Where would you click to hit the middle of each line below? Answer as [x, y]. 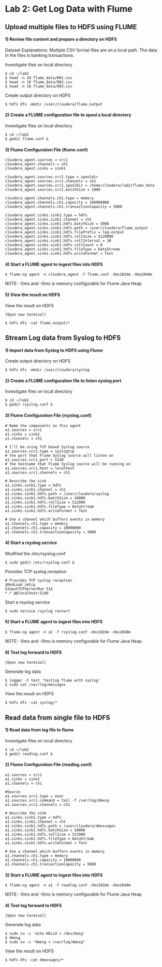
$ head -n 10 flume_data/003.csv [39, 86]
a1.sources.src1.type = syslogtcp [40, 451]
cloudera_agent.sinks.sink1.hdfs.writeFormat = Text [59, 254]
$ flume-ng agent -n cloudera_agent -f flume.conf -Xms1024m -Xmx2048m [79, 275]
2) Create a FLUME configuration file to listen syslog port [63, 381]
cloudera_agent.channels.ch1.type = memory [50, 198]
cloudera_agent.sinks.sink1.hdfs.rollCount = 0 [54, 245]
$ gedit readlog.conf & [29, 754]
